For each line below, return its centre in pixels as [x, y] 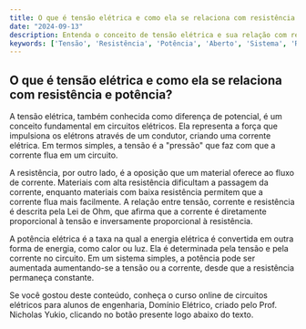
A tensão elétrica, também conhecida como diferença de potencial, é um [146, 117]
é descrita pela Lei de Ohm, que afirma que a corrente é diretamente [138, 211]
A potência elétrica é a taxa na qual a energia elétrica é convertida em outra [152, 239]
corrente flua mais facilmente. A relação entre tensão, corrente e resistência [152, 202]
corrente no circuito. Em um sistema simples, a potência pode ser [133, 258]
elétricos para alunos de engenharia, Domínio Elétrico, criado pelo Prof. [143, 305]
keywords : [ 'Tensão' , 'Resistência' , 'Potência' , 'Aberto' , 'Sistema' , [148, 43]
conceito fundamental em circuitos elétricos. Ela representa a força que [143, 126]
